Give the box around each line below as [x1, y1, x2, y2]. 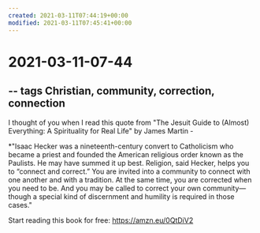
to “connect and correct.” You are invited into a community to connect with [8, 167, 251, 176]
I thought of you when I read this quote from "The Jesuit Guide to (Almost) [8, 118, 250, 127]
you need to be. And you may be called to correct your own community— [8, 183, 247, 193]
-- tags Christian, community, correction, [8, 85, 215, 98]
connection [8, 96, 65, 111]
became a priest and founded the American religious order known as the [8, 149, 244, 159]
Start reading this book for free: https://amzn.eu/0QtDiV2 [8, 215, 194, 225]
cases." [8, 200, 33, 209]
